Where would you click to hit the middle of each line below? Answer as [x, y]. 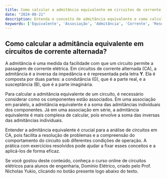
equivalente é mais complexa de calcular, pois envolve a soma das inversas [83, 115]
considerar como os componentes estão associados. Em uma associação [81, 99]
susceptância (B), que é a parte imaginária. [49, 84]
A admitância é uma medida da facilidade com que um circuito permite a [79, 63]
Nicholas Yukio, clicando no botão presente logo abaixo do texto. [72, 171]
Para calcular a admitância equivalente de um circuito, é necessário [74, 94]
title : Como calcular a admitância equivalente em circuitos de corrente [83, 10]
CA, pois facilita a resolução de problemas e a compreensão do [70, 135]
